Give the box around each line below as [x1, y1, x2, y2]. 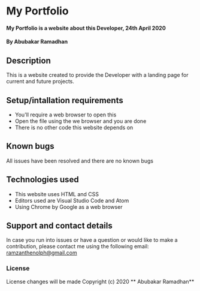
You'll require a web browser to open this [14, 111, 117, 118]
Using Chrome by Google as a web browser [14, 203, 123, 211]
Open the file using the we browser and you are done [14, 118, 147, 124]
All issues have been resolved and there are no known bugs [6, 157, 154, 164]
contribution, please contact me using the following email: [6, 243, 149, 250]
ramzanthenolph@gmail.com [6, 249, 77, 256]
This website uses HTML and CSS [14, 190, 99, 197]
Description [6, 55, 51, 65]
